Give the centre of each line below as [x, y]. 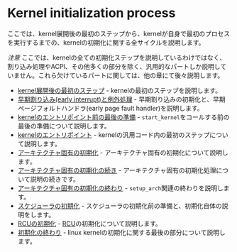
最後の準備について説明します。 [64, 126]
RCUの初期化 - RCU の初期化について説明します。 [89, 223]
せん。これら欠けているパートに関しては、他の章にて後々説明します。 [122, 75]
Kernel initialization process [92, 13]
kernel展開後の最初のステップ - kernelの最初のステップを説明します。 [120, 90]
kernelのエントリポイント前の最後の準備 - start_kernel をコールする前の [123, 117]
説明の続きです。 [55, 179]
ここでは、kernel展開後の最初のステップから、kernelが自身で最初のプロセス [119, 33]
